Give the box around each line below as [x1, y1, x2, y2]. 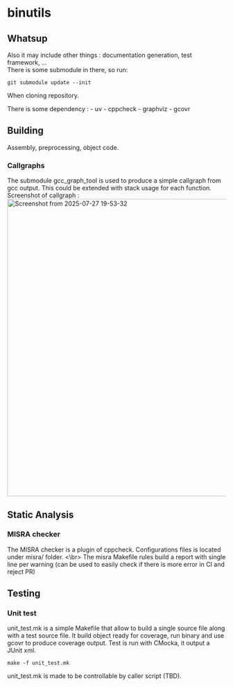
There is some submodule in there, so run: [7, 66, 128, 74]
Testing [7, 588, 41, 599]
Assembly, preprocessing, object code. [7, 143, 119, 151]
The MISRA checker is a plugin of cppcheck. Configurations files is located [7, 545, 221, 554]
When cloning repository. [7, 92, 80, 99]
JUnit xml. [7, 646, 36, 654]
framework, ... [7, 58, 47, 67]
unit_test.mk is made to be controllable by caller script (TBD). [7, 672, 182, 680]
